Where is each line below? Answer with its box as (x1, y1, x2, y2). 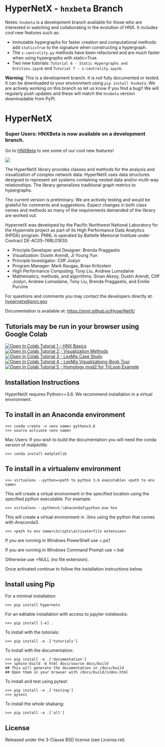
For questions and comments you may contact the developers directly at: (5, 293, 153, 299)
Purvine (12, 284, 28, 290)
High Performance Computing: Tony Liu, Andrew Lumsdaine (12, 268, 134, 274)
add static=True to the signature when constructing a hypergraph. (12, 44, 147, 50)
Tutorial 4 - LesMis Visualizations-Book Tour (40, 359, 130, 365)
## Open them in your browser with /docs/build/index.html (5, 670, 129, 675)
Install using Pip (5, 580, 55, 589)
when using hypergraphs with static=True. (12, 55, 98, 60)
